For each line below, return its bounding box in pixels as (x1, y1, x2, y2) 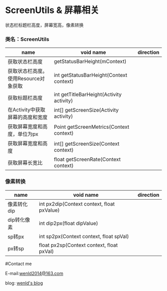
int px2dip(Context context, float (39, 200, 115, 207)
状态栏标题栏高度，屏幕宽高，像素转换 (5, 22, 83, 28)
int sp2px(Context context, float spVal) (39, 233, 129, 240)
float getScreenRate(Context (54, 156, 121, 163)
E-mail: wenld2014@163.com (5, 270, 64, 276)
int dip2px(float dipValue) (39, 220, 98, 227)
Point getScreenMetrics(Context (54, 123, 130, 130)
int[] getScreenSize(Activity (54, 107, 119, 114)
